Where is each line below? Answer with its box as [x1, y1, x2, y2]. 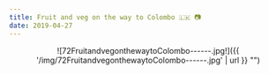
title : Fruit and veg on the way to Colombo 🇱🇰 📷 [9, 12, 202, 22]
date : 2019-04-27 [9, 21, 73, 30]
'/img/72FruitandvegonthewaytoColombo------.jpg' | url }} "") [36, 55, 260, 65]
